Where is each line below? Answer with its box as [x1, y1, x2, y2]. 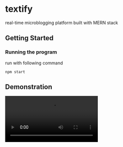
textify [5, 3, 33, 15]
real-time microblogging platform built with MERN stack [5, 20, 119, 26]
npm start [5, 69, 26, 74]
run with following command [5, 60, 63, 66]
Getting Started [5, 34, 54, 42]
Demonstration [5, 83, 53, 91]
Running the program [5, 49, 57, 56]
